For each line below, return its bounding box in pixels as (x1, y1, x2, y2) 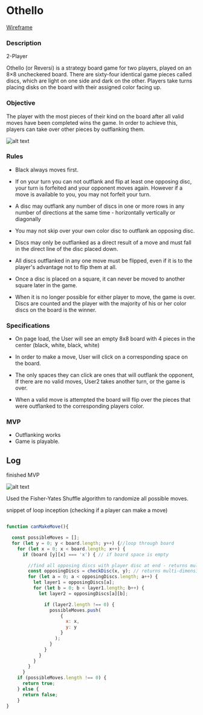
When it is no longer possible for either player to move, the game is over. (14, 293, 196, 301)
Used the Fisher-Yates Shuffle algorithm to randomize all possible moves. (6, 495, 188, 502)
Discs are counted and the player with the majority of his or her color (14, 299, 187, 307)
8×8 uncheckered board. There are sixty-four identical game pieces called (6, 71, 192, 78)
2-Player (6, 53, 28, 60)
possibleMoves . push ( (49, 607, 101, 613)
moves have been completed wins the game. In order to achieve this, (6, 119, 178, 126)
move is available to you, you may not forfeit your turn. (14, 190, 151, 198)
